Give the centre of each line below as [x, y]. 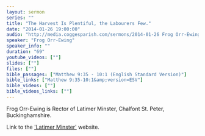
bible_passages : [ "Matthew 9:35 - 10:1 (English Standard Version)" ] [97, 74]
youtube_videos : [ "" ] [34, 57]
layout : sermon [26, 12]
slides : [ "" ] [23, 63]
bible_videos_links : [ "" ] [39, 91]
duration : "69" [26, 52]
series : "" [20, 18]
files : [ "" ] [21, 69]
